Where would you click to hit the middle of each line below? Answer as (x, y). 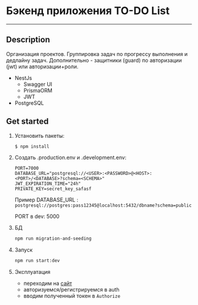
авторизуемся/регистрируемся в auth (71, 290)
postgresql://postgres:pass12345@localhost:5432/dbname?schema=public (103, 205)
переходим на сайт (48, 283)
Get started (27, 122)
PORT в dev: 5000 (37, 217)
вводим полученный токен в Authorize (72, 296)
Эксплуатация (32, 272)
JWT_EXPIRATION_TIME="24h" (48, 184)
